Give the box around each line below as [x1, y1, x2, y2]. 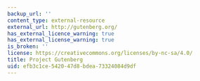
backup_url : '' [7, 10, 52, 18]
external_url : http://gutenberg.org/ [7, 23, 118, 30]
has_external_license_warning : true [7, 37, 114, 44]
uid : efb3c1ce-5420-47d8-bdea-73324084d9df [7, 63, 137, 70]
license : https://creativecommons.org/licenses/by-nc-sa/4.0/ [7, 50, 193, 57]
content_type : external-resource [7, 17, 105, 24]
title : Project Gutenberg [7, 56, 83, 63]
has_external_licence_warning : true [7, 30, 114, 37]
